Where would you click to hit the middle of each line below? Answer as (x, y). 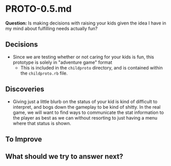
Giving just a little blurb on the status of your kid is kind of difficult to (85, 101)
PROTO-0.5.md (39, 9)
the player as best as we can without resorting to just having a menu (85, 117)
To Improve (24, 139)
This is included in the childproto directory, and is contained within (91, 67)
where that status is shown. (42, 123)
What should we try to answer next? (64, 157)
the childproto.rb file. (44, 73)
